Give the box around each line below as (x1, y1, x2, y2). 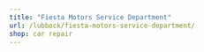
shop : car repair (9, 29, 73, 38)
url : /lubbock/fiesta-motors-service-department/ (9, 21, 196, 30)
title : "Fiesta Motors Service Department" (9, 12, 172, 22)
